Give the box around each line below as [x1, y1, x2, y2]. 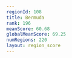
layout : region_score [6, 43, 61, 49]
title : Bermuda [6, 14, 45, 21]
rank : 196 [6, 20, 31, 26]
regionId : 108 [6, 8, 42, 15]
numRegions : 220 [6, 37, 47, 43]
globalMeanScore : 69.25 [6, 31, 67, 37]
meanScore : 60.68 [6, 25, 50, 32]
